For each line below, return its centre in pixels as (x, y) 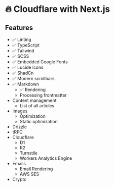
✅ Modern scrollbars (33, 78)
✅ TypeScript (26, 45)
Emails (19, 164)
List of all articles (37, 106)
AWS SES (29, 174)
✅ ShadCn (23, 73)
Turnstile (29, 153)
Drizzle (19, 127)
